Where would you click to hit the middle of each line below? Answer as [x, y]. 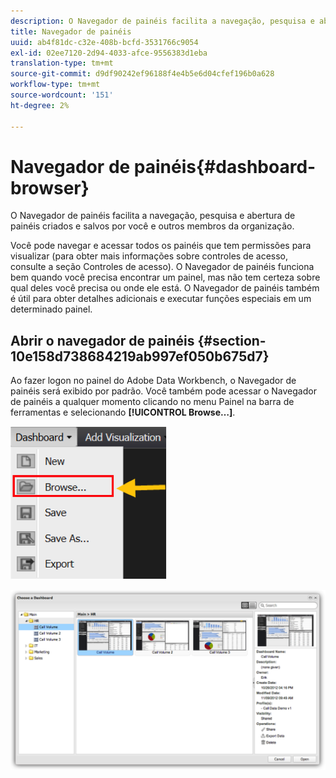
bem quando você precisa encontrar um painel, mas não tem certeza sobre [165, 277]
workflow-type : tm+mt [55, 85]
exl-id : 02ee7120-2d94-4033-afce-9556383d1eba [109, 53]
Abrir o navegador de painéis [102, 340]
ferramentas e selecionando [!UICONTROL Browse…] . [123, 412]
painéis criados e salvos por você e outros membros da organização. [152, 226]
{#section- [232, 340]
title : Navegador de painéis [71, 31]
